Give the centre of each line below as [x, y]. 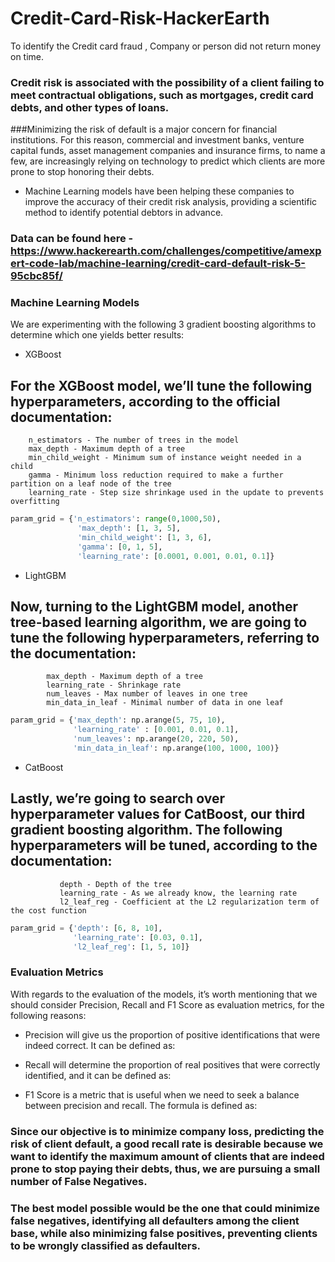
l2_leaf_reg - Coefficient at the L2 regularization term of [189, 902]
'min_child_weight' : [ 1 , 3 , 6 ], [145, 538]
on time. [27, 56]
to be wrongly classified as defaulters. [106, 1245]
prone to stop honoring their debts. [82, 172]
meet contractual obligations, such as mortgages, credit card [162, 95]
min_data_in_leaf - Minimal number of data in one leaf [165, 703]
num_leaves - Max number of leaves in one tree [147, 694]
